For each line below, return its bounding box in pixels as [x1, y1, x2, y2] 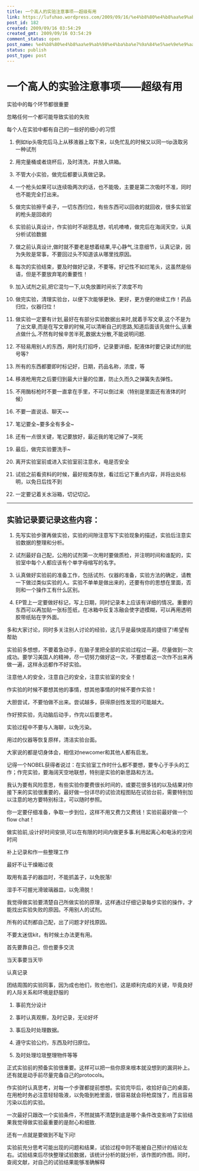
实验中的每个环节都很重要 [6, 100, 69, 108]
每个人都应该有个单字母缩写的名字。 [31, 559, 119, 566]
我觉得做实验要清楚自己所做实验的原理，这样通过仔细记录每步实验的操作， [6, 899, 188, 906]
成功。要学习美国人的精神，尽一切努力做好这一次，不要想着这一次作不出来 [6, 653, 188, 661]
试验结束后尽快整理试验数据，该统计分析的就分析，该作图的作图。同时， [17, 1152, 193, 1159]
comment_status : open [6, 36, 60, 42]
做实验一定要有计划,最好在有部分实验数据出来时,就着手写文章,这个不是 [15, 315, 185, 323]
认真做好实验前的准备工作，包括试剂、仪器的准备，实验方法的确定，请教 [15, 571, 191, 579]
